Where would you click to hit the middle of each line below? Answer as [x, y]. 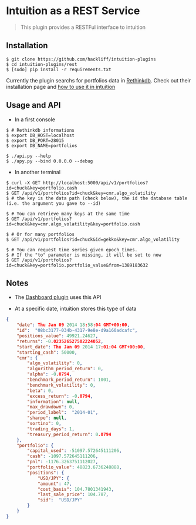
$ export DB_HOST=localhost [40, 135]
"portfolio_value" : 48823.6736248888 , [75, 467]
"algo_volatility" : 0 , [55, 363]
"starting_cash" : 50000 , [47, 352]
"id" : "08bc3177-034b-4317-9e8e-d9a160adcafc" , [77, 331]
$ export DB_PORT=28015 [35, 140]
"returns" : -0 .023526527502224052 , [60, 341]
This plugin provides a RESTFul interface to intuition [83, 27]
